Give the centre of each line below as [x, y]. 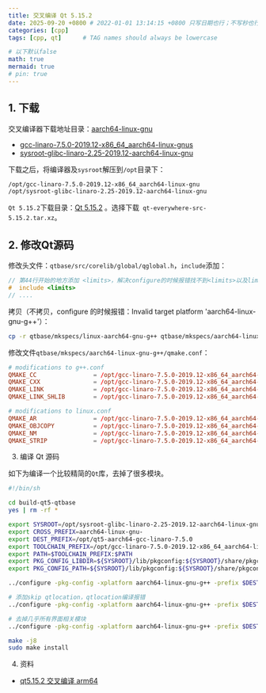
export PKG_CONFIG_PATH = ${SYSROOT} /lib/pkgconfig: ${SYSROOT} [111, 569]
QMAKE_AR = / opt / [63, 418]
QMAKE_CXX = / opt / [63, 382]
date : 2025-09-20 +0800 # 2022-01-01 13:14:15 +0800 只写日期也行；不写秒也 [131, 23]
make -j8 [23, 641]
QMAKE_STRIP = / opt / [63, 440]
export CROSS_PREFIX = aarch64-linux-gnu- [76, 531]
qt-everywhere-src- [175, 208]
